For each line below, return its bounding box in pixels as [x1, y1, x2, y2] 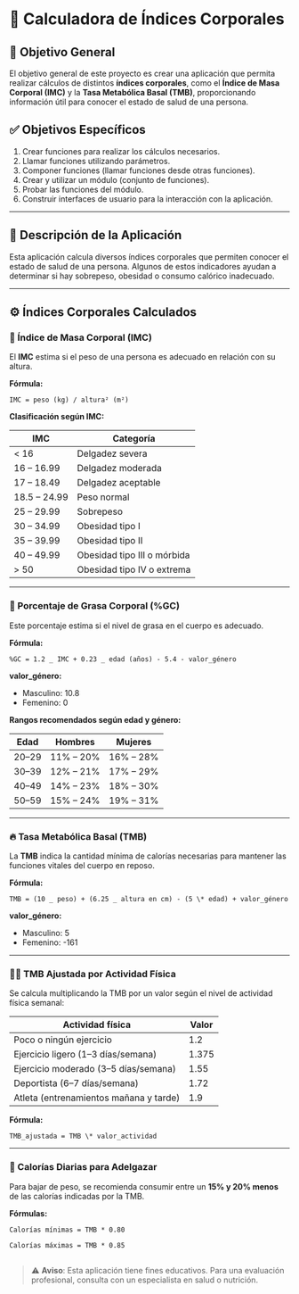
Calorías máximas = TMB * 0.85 [9, 1240, 125, 1249]
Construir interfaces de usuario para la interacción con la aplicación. [21, 193, 273, 204]
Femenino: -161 [21, 937, 78, 948]
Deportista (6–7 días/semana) [13, 1077, 140, 1090]
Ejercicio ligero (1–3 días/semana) [13, 1049, 158, 1061]
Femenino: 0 [21, 697, 69, 708]
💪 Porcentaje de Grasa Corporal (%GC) [9, 600, 181, 612]
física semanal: [9, 998, 65, 1008]
